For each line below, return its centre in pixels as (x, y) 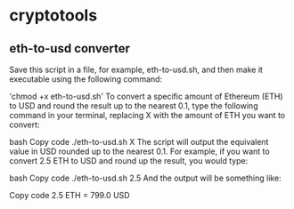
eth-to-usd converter (70, 48)
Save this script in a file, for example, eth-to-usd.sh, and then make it (136, 69)
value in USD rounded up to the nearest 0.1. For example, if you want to (139, 151)
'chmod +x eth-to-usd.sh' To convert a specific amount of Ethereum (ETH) (146, 96)
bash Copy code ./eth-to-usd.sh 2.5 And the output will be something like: (146, 178)
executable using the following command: (86, 79)
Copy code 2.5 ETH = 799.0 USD (70, 195)
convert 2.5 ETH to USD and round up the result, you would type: (129, 161)
